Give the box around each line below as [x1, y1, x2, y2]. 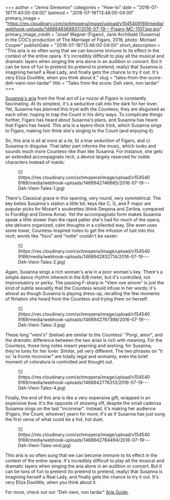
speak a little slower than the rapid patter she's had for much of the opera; [5, 217, 161, 223]
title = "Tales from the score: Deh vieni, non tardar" [53, 80, 160, 86]
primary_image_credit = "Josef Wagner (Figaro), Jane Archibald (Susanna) [5, 32, 161, 37]
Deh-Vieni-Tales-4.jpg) [18, 385, 66, 391]
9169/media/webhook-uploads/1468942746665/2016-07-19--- [18, 180, 150, 186]
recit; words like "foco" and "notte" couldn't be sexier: [5, 233, 118, 239]
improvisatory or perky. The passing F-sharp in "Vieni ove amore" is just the [5, 280, 164, 285]
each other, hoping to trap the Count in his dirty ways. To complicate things [5, 111, 163, 117]
